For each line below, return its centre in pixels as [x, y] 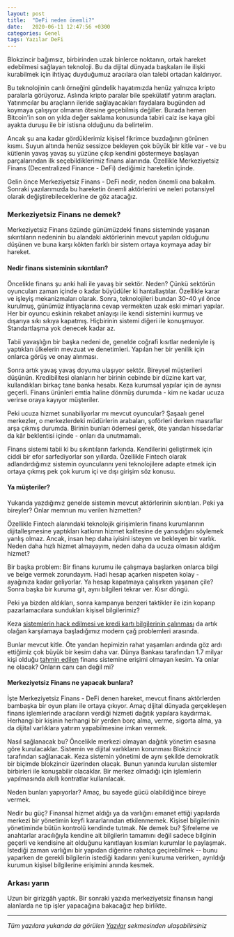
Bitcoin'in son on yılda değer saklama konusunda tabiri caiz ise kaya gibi [111, 118]
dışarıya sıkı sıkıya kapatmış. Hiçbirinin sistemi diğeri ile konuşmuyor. [106, 320]
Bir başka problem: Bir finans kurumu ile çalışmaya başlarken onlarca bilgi [113, 567]
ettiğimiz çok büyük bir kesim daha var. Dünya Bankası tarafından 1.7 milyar [115, 652]
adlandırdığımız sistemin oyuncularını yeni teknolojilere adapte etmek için [112, 464]
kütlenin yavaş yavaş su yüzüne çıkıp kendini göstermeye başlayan [103, 154]
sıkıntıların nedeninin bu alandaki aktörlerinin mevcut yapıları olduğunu [108, 237]
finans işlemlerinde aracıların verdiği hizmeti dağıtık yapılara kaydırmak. [110, 714]
